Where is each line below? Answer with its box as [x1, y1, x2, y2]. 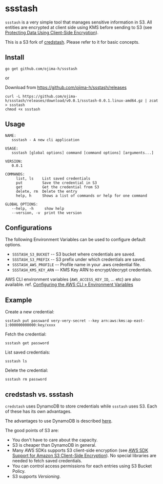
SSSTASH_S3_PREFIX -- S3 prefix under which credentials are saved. [12, 256, 146, 262]
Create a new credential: [5, 309, 55, 315]
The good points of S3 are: [5, 428, 59, 433]
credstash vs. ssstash [5, 390, 74, 399]
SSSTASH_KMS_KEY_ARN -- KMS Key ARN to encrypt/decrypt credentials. [12, 267, 153, 273]
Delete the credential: [5, 367, 48, 373]
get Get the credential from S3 [16, 184, 99, 189]
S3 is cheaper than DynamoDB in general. [12, 442, 97, 448]
